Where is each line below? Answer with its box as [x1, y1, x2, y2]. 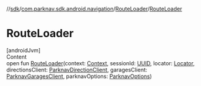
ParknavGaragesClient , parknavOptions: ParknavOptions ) [6, 73, 152, 80]
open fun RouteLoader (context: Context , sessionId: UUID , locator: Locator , [6, 59, 195, 66]
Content [6, 53, 27, 60]
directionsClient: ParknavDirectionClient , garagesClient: [6, 66, 148, 73]
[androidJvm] [6, 46, 41, 54]
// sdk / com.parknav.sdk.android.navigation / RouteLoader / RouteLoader [6, 5, 183, 12]
